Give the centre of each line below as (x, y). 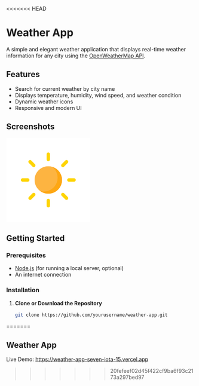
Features (23, 74)
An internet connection (43, 275)
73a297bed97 (127, 377)
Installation (23, 290)
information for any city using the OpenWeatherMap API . (76, 56)
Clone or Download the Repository (59, 303)
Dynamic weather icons (44, 102)
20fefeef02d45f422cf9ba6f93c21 (152, 371)
